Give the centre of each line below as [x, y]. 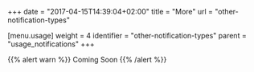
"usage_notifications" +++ [51, 44]
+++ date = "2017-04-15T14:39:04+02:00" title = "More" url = [111, 12]
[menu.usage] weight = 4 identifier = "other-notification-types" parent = [127, 36]
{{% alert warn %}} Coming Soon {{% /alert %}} [87, 60]
